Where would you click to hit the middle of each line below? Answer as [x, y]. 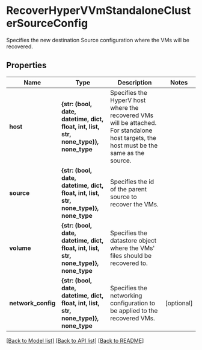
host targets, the [133, 138]
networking [126, 295]
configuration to [133, 303]
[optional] [179, 303]
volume [20, 248]
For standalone [131, 130]
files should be [131, 255]
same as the [127, 153]
